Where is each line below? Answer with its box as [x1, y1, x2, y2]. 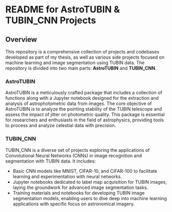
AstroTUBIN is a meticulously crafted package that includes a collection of [5, 90, 163, 96]
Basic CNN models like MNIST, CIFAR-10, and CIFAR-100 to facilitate [12, 168, 158, 174]
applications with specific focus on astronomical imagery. [12, 201, 135, 207]
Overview [5, 35, 37, 44]
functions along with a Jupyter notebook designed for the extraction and [5, 95, 159, 101]
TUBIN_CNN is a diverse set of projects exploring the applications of [5, 147, 150, 153]
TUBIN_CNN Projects [5, 14, 97, 26]
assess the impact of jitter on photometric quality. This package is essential [5, 112, 165, 118]
